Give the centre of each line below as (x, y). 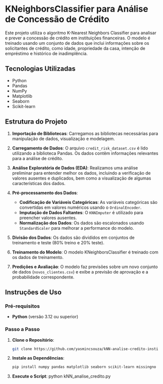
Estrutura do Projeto (36, 122)
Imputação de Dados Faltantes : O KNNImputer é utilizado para (81, 212)
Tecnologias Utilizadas (40, 69)
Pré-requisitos (22, 306)
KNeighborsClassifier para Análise (77, 9)
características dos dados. (39, 183)
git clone (22, 349)
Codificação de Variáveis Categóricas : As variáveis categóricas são (88, 202)
